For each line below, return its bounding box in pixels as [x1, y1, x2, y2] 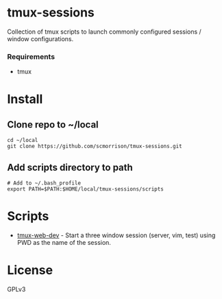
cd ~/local [7, 137, 38, 144]
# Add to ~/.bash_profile [7, 180, 81, 187]
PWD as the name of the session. [16, 238, 112, 246]
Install [7, 91, 43, 107]
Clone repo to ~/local [7, 119, 99, 130]
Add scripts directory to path [7, 161, 134, 173]
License [7, 263, 53, 278]
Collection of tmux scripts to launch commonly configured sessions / [7, 27, 202, 36]
